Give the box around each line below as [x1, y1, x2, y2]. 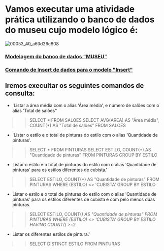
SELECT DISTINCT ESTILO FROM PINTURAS [29, 241, 121, 247]
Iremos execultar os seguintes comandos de [5, 81, 144, 90]
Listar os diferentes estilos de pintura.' [12, 231, 90, 237]
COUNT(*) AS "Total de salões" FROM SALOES [29, 122, 126, 128]
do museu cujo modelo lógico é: [5, 25, 138, 36]
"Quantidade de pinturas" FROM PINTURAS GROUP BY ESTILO [29, 152, 158, 158]
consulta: [5, 89, 35, 98]
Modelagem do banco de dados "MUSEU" [5, 53, 107, 60]
